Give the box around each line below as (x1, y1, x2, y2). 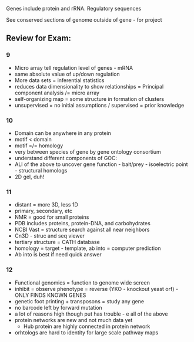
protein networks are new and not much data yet (14, 316, 133, 323)
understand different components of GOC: (14, 154, 118, 161)
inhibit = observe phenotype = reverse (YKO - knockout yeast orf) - (14, 285, 178, 292)
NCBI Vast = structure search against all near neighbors (14, 226, 150, 233)
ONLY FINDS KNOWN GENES (14, 292, 86, 299)
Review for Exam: (6, 33, 72, 43)
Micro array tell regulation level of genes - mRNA (14, 64, 133, 71)
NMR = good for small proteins (14, 214, 89, 221)
